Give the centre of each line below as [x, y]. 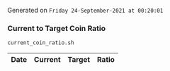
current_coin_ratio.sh [41, 43]
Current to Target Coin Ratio [57, 28]
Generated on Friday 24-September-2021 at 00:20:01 [85, 10]
